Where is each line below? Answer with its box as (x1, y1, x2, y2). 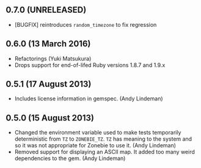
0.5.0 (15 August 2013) (5, 113, 94, 123)
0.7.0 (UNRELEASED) (5, 5, 87, 15)
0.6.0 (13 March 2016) (5, 39, 91, 49)
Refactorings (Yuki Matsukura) (14, 55, 92, 62)
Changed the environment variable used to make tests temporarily (14, 129, 181, 136)
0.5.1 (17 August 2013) (5, 79, 92, 89)
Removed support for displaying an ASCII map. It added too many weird (14, 149, 195, 156)
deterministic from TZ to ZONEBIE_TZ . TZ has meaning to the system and (14, 135, 192, 142)
